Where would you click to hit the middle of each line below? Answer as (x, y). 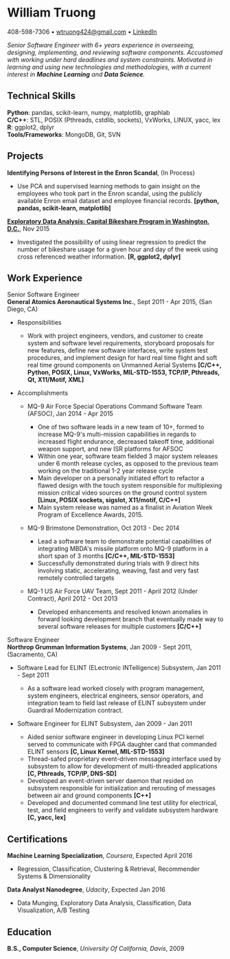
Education (30, 932)
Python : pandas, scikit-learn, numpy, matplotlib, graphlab (89, 112)
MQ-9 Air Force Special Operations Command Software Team (115, 407)
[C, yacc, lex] (47, 817)
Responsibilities (39, 323)
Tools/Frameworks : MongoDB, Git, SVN (64, 134)
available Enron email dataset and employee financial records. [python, (118, 200)
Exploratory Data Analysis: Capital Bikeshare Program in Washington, (108, 221)
